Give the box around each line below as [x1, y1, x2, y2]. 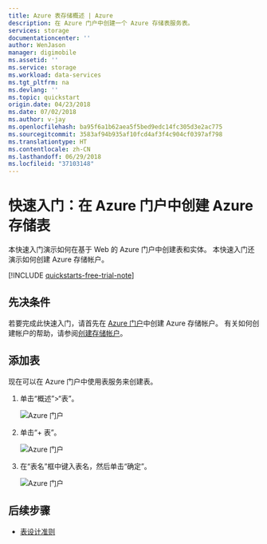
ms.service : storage [8, 64, 77, 72]
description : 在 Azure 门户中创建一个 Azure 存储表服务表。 [8, 19, 194, 27]
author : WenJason [8, 41, 66, 49]
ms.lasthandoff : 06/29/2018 [8, 152, 102, 160]
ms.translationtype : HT [8, 137, 88, 146]
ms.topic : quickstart [8, 93, 80, 101]
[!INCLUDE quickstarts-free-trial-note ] [8, 270, 135, 280]
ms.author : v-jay [8, 116, 66, 124]
